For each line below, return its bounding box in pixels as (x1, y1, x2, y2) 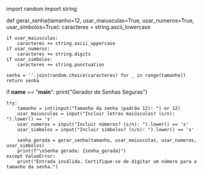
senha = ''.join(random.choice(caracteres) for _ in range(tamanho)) (6, 72, 187, 78)
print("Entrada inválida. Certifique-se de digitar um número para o (17, 159, 198, 165)
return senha (6, 78, 40, 84)
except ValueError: (6, 153, 56, 159)
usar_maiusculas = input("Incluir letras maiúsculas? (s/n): (17, 111, 175, 117)
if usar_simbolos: (6, 57, 53, 63)
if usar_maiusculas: (6, 35, 59, 41)
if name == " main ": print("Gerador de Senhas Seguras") (6, 88, 148, 95)
